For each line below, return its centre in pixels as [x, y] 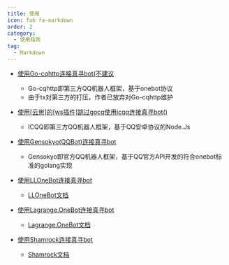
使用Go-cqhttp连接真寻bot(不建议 [66, 73]
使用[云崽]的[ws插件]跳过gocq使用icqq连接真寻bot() [92, 112]
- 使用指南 [27, 40]
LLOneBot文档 [48, 195]
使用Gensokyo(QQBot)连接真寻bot [67, 141]
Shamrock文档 [49, 254]
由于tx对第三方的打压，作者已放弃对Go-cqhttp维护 [100, 97]
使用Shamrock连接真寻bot [55, 239]
